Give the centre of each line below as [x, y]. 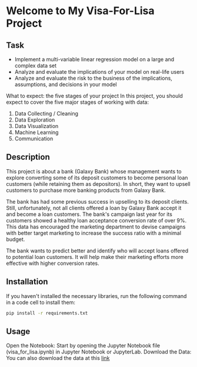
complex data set [36, 65]
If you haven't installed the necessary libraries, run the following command [96, 296]
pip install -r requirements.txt [47, 313]
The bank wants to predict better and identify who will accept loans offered [97, 250]
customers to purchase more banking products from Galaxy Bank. [86, 190]
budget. [16, 239]
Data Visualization [36, 126]
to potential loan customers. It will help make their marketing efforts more [95, 257]
